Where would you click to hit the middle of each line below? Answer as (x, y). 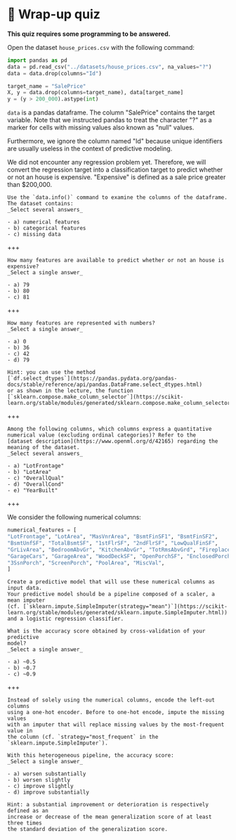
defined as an (28, 811)
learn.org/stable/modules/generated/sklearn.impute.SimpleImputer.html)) (118, 613)
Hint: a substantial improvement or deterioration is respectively (108, 805)
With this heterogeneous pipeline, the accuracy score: (91, 756)
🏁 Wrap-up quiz (54, 14)
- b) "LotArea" (29, 472)
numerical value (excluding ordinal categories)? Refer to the (102, 435)
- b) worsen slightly (39, 780)
